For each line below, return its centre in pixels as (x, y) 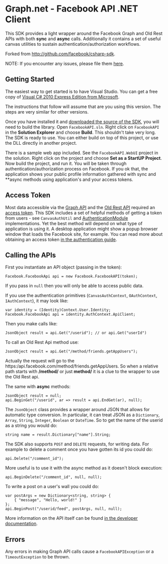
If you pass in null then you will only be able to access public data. (74, 286)
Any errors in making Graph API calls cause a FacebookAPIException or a (79, 551)
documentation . (22, 524)
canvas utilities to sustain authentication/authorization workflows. (73, 44)
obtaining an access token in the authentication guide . (61, 239)
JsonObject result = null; (33, 396)
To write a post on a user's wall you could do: (52, 487)
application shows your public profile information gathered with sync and (81, 174)
